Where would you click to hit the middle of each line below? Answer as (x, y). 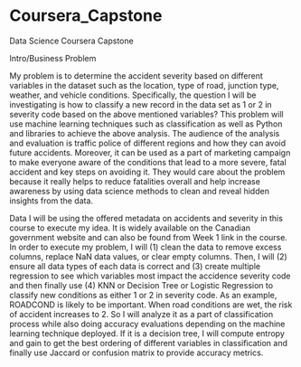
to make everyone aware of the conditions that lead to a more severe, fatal (148, 162)
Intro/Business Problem (53, 58)
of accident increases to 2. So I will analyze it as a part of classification (141, 314)
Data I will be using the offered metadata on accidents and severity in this (146, 218)
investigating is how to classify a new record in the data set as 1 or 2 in (141, 104)
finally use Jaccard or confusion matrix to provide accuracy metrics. (136, 353)
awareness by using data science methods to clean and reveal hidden (139, 191)
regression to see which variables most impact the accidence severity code (150, 276)
